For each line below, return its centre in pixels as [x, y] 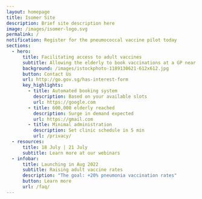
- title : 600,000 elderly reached [71, 108]
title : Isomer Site [31, 18]
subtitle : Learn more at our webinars [71, 153]
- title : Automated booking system [73, 91]
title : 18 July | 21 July [55, 147]
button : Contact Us [47, 74]
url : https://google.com [64, 102]
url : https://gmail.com [63, 119]
